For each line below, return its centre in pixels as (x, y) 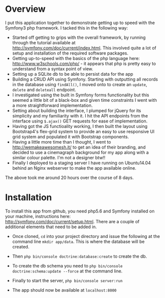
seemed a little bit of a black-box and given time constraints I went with (84, 100)
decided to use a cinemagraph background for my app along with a (81, 152)
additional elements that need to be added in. (51, 227)
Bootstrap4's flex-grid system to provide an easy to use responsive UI (83, 131)
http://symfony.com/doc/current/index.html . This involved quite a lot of (84, 48)
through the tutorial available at (44, 42)
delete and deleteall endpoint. (44, 89)
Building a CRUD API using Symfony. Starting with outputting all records (85, 79)
